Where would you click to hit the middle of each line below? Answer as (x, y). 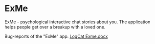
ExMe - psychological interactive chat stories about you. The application (77, 22)
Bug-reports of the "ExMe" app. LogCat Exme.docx (56, 36)
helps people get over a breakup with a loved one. (55, 27)
